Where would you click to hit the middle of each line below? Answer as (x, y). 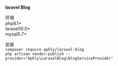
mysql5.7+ (16, 34)
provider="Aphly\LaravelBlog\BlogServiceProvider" (59, 58)
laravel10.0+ (18, 29)
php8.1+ (13, 23)
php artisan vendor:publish (35, 54)
